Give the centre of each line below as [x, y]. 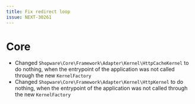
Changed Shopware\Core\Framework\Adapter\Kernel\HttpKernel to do [99, 82]
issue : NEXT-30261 [29, 17]
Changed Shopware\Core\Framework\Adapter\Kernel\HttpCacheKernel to [102, 63]
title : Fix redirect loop [38, 12]
